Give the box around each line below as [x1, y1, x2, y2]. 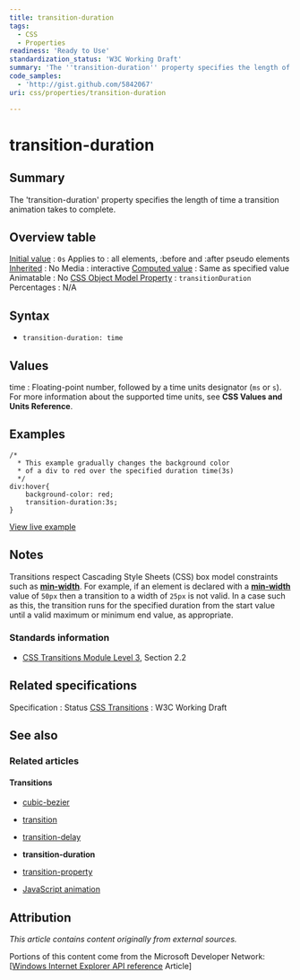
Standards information [9, 632, 110, 644]
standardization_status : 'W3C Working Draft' [9, 55, 182, 64]
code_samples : [9, 72, 63, 81]
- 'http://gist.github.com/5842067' [17, 80, 154, 89]
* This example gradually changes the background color [17, 459, 230, 468]
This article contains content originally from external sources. [9, 934, 237, 944]
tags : [9, 22, 30, 31]
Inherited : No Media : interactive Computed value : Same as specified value [9, 263, 289, 274]
